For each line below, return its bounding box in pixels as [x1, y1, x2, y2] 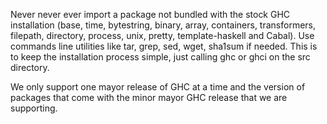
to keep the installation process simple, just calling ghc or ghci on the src [10, 51, 311, 63]
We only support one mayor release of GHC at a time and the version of [10, 81, 306, 93]
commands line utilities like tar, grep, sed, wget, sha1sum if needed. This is [10, 40, 318, 52]
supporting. [10, 102, 58, 114]
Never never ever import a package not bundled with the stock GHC [10, 9, 291, 20]
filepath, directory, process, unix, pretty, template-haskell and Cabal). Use [10, 30, 315, 41]
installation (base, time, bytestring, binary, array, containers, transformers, [10, 19, 317, 31]
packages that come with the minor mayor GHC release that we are [10, 92, 288, 103]
